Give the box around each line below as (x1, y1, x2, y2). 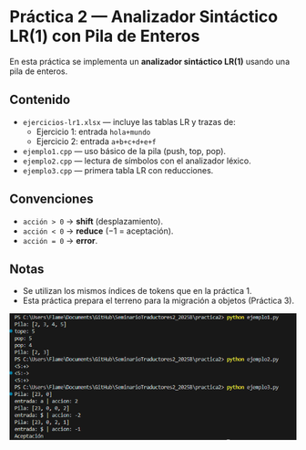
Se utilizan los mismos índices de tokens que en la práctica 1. (22, 286, 252, 297)
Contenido (9, 92, 71, 108)
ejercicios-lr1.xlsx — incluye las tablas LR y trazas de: (22, 116, 237, 127)
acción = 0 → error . (22, 235, 98, 246)
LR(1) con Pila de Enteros (9, 26, 200, 47)
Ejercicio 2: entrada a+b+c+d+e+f (36, 135, 157, 147)
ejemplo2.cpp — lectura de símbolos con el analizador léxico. (22, 155, 252, 166)
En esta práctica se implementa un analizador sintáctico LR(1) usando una (9, 56, 291, 67)
